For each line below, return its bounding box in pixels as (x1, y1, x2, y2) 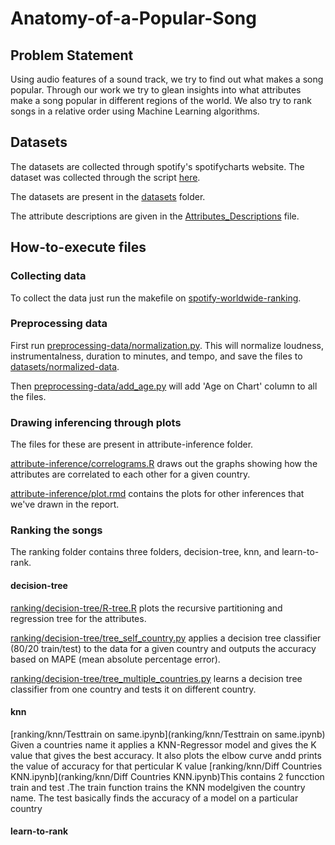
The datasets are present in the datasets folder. (10, 190, 206, 202)
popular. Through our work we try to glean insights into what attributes (10, 84, 302, 96)
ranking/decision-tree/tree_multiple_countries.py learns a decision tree (10, 672, 303, 684)
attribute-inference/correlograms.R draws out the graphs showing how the (10, 458, 318, 470)
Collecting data (10, 269, 87, 283)
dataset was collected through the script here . (10, 171, 201, 183)
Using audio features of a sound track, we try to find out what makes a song (10, 73, 324, 85)
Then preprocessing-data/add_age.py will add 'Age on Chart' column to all (10, 380, 318, 392)
